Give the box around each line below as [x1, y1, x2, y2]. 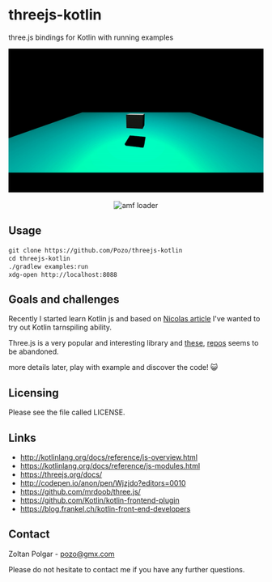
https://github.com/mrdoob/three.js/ [19, 487, 142, 497]
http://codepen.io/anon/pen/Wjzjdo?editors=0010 [19, 478, 186, 488]
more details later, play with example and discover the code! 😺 [8, 363, 219, 372]
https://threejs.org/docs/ [19, 469, 103, 479]
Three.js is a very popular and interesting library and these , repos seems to [8, 338, 259, 348]
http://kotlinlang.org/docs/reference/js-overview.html [19, 452, 198, 462]
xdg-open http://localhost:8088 [8, 270, 117, 278]
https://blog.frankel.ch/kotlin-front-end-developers [19, 504, 191, 514]
